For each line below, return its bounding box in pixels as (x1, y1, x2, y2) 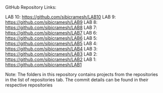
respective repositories (5, 82, 53, 88)
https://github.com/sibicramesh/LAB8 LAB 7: (5, 24, 97, 30)
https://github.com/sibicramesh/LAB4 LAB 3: (5, 46, 98, 51)
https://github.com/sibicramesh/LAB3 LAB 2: (5, 51, 97, 57)
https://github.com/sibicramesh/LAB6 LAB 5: (5, 35, 97, 41)
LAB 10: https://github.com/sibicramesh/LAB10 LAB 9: (5, 14, 116, 19)
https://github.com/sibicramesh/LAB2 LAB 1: (5, 56, 96, 62)
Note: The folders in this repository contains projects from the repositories (5, 71, 158, 77)
